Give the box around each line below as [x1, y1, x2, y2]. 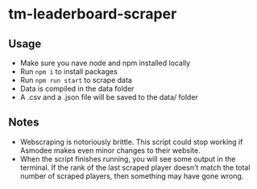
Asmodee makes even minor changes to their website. [19, 146, 201, 155]
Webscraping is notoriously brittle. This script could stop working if [19, 137, 243, 146]
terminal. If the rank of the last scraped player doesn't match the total [19, 162, 251, 172]
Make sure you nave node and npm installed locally [19, 58, 191, 68]
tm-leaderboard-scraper [8, 5, 177, 23]
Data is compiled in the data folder [19, 84, 135, 93]
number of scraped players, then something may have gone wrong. [19, 171, 244, 181]
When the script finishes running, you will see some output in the [19, 154, 236, 163]
